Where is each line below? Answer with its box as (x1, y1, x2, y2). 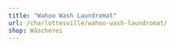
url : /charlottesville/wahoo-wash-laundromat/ (8, 19, 168, 27)
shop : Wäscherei (8, 26, 63, 34)
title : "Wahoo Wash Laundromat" (8, 11, 117, 20)
